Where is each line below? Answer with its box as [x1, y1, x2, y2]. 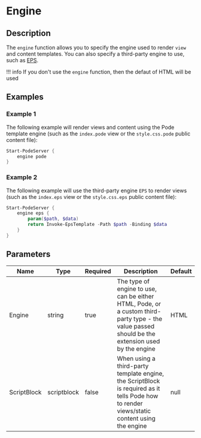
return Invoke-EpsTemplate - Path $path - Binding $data [28, 222, 167, 228]
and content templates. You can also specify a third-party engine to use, [6, 50, 185, 58]
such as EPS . [6, 57, 39, 64]
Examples [6, 92, 44, 102]
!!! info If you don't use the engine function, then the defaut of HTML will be [6, 68, 191, 75]
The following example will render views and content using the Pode [6, 123, 175, 131]
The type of [117, 277, 150, 285]
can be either [117, 292, 154, 300]
